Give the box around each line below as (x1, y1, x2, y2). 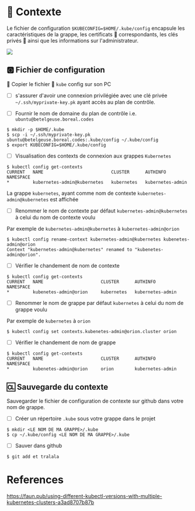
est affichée (50, 196, 79, 203)
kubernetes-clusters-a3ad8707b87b (6, 499, 95, 506)
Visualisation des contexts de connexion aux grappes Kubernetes (15, 152, 172, 159)
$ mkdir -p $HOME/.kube (6, 126, 65, 132)
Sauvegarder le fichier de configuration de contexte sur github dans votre (6, 397, 184, 404)
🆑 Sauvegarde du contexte (6, 382, 109, 392)
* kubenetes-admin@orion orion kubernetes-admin (6, 366, 177, 372)
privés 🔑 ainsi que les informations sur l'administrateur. (6, 37, 139, 44)
